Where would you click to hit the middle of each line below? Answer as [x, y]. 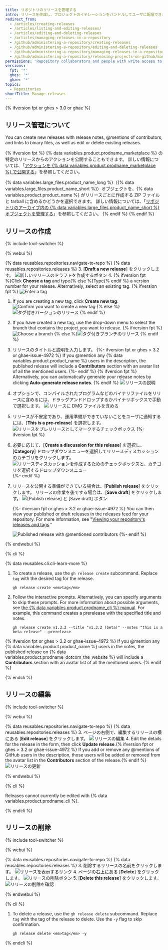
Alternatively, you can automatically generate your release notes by [82, 377]
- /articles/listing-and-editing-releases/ [55, 29]
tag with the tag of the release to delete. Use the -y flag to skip [77, 919]
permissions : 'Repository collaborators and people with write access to [84, 61]
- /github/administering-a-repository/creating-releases [70, 43]
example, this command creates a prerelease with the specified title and [86, 613]
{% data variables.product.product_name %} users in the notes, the [75, 646]
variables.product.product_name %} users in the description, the [79, 361]
